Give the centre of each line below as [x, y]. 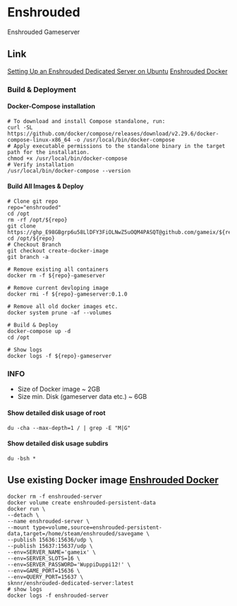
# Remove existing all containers [58, 269]
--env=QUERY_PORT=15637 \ [45, 577]
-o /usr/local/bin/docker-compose [124, 140]
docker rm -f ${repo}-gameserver [56, 276]
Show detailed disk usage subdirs [58, 443]
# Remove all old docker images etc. [63, 307]
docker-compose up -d [39, 332]
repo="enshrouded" [34, 208]
